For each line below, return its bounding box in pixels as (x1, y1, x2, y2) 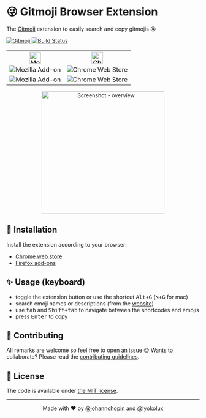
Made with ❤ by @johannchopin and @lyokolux (42, 405, 164, 412)
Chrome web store (15, 253, 63, 260)
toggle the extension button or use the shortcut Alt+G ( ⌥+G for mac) (15, 293, 188, 300)
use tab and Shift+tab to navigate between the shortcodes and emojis (15, 306, 199, 313)
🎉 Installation (6, 225, 58, 235)
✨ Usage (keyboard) (6, 277, 86, 288)
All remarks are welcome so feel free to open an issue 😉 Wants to (6, 346, 174, 354)
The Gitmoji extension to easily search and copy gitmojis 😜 (6, 25, 156, 32)
